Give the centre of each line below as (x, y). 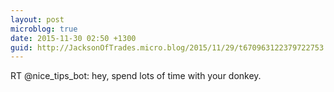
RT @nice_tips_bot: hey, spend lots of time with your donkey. (136, 76)
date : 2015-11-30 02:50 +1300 (73, 38)
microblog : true (44, 29)
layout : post (37, 19)
